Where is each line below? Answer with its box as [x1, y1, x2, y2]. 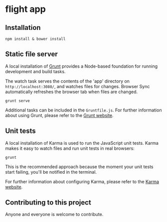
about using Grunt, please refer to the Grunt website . [5, 112, 114, 118]
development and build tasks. [5, 68, 66, 74]
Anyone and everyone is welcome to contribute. [5, 212, 104, 218]
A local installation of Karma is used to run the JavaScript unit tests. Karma [5, 140, 159, 146]
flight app [5, 3, 46, 15]
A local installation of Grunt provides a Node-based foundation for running [5, 63, 158, 69]
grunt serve [5, 98, 30, 103]
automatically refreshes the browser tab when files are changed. [5, 89, 138, 95]
